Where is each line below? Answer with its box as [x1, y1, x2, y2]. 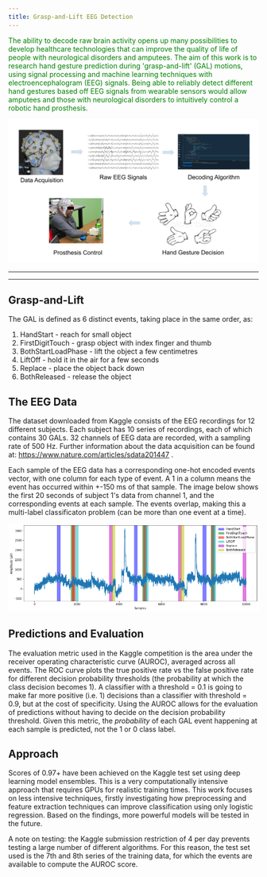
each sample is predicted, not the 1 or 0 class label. [8, 724, 176, 734]
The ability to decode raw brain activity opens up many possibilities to [8, 36, 238, 45]
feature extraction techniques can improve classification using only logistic [8, 802, 253, 812]
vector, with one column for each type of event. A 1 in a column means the [8, 473, 252, 484]
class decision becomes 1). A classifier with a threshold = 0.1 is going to [8, 682, 242, 691]
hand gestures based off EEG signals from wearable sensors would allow [8, 86, 248, 95]
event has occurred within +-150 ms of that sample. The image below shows [8, 482, 259, 492]
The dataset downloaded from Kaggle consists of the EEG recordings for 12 [8, 416, 256, 426]
